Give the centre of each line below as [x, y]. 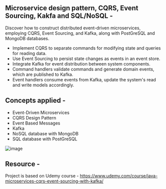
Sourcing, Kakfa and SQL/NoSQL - [59, 16]
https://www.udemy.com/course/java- [119, 176]
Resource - [23, 164]
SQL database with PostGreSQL [45, 139]
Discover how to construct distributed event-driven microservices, [73, 28]
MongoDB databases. [27, 38]
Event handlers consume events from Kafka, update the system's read [84, 79]
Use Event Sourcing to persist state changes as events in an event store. [86, 59]
